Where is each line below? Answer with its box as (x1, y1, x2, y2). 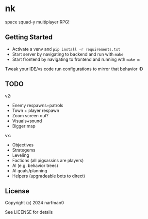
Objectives (12, 142, 34, 147)
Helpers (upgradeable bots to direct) (12, 173, 85, 179)
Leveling (12, 152, 29, 158)
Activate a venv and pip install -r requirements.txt (12, 46, 120, 52)
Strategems (12, 147, 35, 153)
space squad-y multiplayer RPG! (5, 19, 70, 25)
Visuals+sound (12, 118, 42, 124)
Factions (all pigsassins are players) (12, 157, 84, 163)
